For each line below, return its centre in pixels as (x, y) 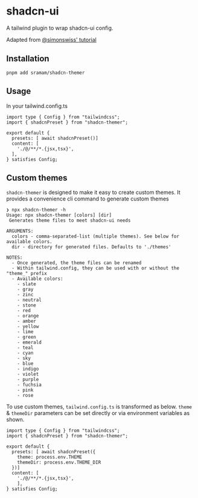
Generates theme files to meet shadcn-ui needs (70, 221)
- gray (25, 290)
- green (27, 337)
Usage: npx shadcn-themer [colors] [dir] (59, 215)
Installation (28, 59)
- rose (25, 396)
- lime (25, 332)
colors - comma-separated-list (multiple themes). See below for (96, 237)
